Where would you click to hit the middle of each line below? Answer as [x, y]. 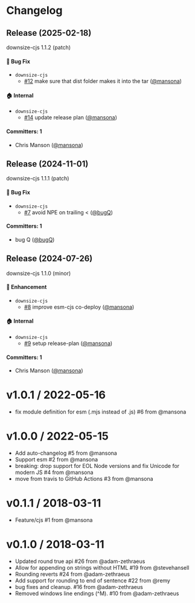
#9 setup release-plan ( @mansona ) [68, 343]
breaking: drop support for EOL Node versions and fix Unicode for [97, 466]
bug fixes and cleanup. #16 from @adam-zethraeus [79, 587]
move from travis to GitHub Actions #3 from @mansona [84, 479]
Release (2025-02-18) [49, 33]
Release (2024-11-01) [47, 164]
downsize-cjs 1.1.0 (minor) [39, 273]
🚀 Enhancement [27, 287]
